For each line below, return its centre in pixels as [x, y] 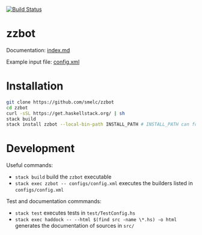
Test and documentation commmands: [54, 201]
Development [41, 149]
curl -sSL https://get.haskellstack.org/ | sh [66, 113]
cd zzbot [17, 108]
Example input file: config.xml [43, 62]
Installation [35, 86]
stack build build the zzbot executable [63, 177]
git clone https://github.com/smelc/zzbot [60, 102]
